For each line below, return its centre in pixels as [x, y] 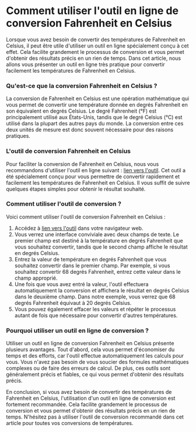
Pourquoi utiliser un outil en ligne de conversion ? [77, 331]
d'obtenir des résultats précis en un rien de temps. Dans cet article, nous [94, 58]
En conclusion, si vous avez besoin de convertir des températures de [89, 392]
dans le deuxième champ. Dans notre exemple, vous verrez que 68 [95, 297]
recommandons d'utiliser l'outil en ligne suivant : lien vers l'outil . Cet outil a [96, 170]
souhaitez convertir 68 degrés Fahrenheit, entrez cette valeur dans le [97, 271]
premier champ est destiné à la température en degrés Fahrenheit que [99, 240]
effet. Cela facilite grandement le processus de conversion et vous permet [95, 52]
